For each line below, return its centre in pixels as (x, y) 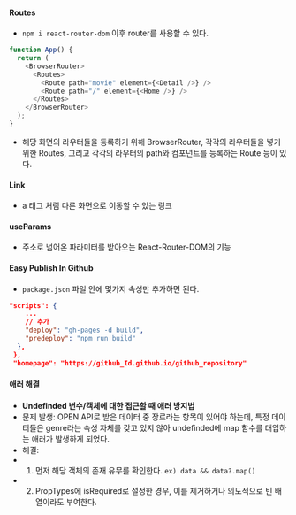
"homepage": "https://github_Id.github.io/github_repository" (130, 363)
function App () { (41, 50)
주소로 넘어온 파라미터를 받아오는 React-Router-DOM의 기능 (126, 247)
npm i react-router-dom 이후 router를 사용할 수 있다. (115, 33)
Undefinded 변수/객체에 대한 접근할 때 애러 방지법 (108, 405)
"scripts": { (33, 305)
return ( (33, 58)
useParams (30, 227)
